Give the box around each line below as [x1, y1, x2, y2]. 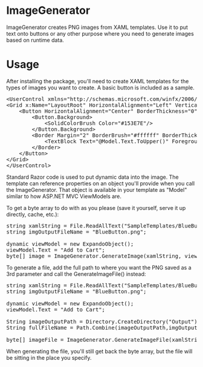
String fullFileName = [6, 324, 74, 331]
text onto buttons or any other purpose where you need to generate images [6, 30, 195, 37]
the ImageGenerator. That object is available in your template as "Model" [6, 186, 187, 193]
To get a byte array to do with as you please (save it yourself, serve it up [6, 204, 186, 211]
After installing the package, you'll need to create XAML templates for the [6, 77, 189, 85]
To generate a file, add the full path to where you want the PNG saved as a [6, 264, 192, 271]
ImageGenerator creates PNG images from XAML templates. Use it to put [6, 24, 188, 31]
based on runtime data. [6, 36, 65, 43]
